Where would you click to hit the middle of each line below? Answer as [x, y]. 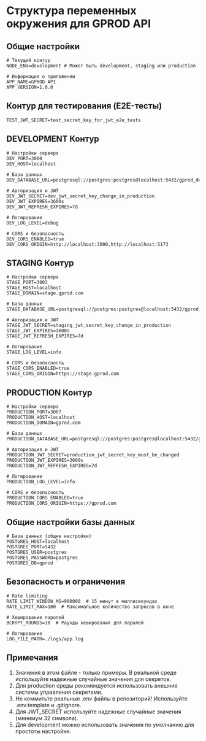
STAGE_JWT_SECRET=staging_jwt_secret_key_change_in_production [89, 326]
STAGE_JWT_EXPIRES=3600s [38, 331]
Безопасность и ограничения [66, 582]
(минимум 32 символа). [47, 718]
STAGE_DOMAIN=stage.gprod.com [45, 293]
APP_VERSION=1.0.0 [30, 87]
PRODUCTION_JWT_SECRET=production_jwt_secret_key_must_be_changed [93, 455]
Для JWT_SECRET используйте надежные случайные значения [98, 712]
